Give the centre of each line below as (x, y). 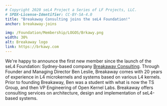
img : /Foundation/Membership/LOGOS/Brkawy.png (54, 33)
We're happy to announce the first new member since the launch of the (78, 61)
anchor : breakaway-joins (31, 24)
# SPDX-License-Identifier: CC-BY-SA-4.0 (49, 14)
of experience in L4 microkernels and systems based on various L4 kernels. (83, 77)
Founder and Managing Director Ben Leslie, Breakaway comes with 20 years (84, 71)
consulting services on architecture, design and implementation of (73, 92)
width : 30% (16, 37)
